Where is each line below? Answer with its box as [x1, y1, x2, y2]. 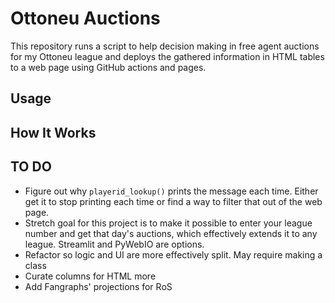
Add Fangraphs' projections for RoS [24, 280, 173, 292]
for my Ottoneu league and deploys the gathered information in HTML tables [10, 50, 325, 62]
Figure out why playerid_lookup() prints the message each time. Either [24, 185, 319, 197]
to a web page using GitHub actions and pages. [10, 61, 207, 73]
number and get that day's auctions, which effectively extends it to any [24, 227, 318, 239]
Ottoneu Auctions [10, 7, 161, 30]
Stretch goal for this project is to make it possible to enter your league [24, 217, 313, 229]
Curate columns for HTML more [24, 270, 157, 282]
